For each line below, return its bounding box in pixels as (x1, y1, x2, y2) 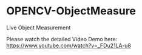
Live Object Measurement (6, 24, 71, 31)
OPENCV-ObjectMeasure (6, 4, 137, 18)
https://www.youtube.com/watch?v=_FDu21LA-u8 (6, 42, 132, 49)
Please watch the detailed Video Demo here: (6, 35, 118, 42)
